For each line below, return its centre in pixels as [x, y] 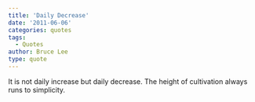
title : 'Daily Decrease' [49, 15]
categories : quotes [40, 30]
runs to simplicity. [36, 89]
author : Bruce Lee [38, 52]
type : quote [27, 60]
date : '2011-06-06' [40, 23]
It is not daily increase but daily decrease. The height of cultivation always [128, 81]
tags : [17, 37]
